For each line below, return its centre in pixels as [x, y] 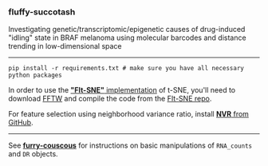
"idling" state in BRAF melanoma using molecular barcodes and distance [127, 38]
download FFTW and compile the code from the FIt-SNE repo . [110, 99]
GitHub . [21, 123]
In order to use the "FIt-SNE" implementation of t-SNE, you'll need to [122, 90]
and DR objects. [33, 154]
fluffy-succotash [42, 12]
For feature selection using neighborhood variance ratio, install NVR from [129, 114]
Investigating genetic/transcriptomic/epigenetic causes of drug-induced [127, 30]
